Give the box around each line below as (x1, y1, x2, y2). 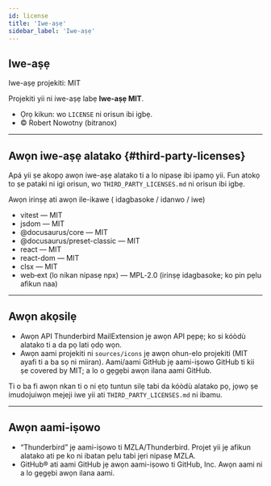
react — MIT (19, 245, 62, 254)
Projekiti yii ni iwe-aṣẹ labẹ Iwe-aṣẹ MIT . (8, 94, 144, 103)
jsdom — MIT (19, 219, 65, 228)
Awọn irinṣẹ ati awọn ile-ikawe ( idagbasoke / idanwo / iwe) (8, 195, 206, 204)
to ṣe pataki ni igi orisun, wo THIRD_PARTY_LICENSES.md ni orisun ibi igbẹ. (8, 179, 246, 188)
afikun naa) (19, 279, 58, 288)
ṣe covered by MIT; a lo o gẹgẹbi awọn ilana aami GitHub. (19, 365, 212, 375)
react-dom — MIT (19, 253, 80, 262)
